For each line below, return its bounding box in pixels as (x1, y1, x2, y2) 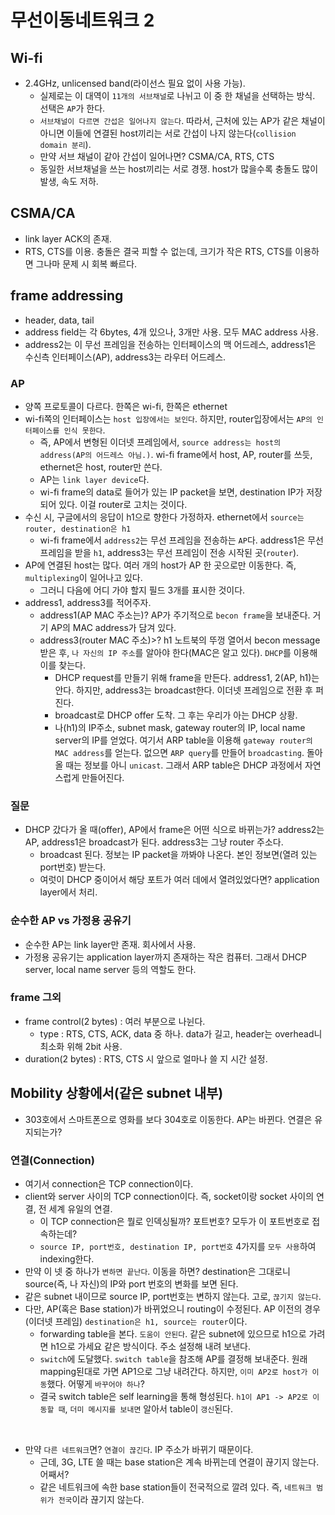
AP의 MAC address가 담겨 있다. (50, 621, 177, 633)
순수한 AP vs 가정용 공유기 (10, 914, 132, 928)
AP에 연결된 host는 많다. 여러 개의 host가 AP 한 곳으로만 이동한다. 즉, (24, 559, 297, 571)
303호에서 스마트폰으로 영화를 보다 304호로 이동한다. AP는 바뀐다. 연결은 (24, 1113, 313, 1125)
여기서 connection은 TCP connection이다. (24, 1177, 194, 1190)
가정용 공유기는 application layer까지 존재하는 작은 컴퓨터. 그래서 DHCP (24, 951, 307, 963)
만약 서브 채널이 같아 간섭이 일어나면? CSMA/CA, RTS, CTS (39, 151, 275, 162)
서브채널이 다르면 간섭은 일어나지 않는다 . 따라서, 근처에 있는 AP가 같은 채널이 (39, 115, 326, 126)
